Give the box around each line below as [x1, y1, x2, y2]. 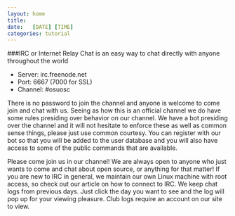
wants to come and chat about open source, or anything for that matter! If [7, 165, 220, 173]
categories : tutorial [7, 30, 71, 37]
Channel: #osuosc [17, 85, 70, 94]
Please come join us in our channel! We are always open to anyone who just [7, 158, 227, 166]
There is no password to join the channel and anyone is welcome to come [7, 99, 220, 108]
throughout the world [7, 57, 69, 65]
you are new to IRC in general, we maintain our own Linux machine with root [7, 172, 227, 181]
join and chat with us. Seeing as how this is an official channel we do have [7, 106, 222, 115]
